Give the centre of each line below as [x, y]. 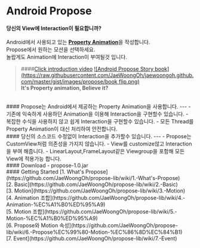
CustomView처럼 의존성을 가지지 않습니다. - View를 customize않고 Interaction [99, 144]
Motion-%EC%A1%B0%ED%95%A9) [52, 218]
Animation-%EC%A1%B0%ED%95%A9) [56, 204]
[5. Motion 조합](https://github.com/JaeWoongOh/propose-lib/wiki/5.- [92, 211]
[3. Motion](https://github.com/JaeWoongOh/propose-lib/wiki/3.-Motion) [96, 190]
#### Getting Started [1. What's [45, 172]
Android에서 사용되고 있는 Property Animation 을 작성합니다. [78, 42]
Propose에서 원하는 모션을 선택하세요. [51, 49]
